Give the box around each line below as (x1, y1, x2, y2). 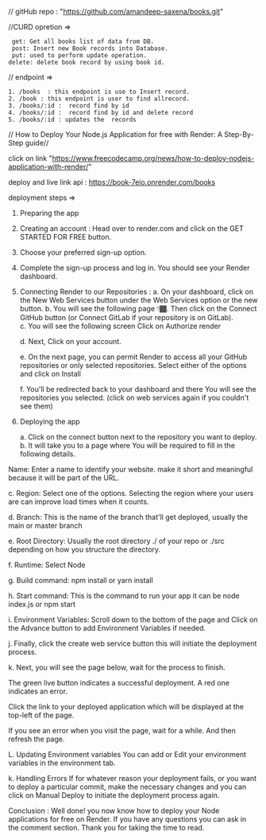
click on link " (8, 154, 53, 162)
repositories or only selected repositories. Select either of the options (19, 361, 248, 369)
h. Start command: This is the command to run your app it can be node (8, 591, 240, 600)
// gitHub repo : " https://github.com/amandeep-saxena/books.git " (8, 7, 224, 16)
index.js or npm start (8, 600, 76, 608)
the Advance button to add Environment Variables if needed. (8, 623, 206, 632)
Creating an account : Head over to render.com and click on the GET (19, 224, 245, 233)
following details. (19, 449, 75, 459)
